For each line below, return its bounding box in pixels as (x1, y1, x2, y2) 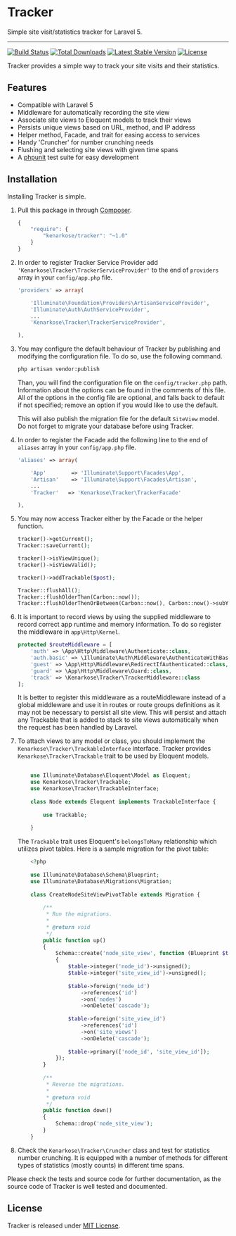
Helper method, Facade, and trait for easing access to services (17, 130, 200, 139)
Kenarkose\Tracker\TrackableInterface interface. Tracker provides (17, 744, 211, 753)
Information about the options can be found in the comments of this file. (17, 386, 226, 394)
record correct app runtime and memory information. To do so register (17, 620, 222, 629)
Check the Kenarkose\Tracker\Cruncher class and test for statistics (17, 1146, 211, 1154)
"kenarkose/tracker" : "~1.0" (43, 232, 129, 239)
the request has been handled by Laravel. (17, 723, 138, 732)
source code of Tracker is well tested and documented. (7, 1182, 167, 1190)
